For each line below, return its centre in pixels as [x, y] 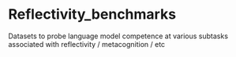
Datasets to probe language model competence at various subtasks [118, 36]
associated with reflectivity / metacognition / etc [87, 44]
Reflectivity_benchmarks [92, 14]
